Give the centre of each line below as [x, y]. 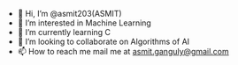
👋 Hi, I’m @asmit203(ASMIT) [69, 14]
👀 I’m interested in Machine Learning [84, 23]
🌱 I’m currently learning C [64, 32]
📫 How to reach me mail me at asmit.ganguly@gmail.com [123, 51]
